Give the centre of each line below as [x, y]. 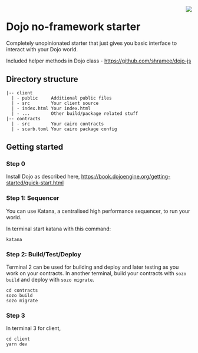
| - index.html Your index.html [51, 108]
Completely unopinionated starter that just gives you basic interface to [92, 43]
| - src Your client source [55, 103]
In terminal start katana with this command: [59, 229]
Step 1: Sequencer [33, 198]
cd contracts [22, 291]
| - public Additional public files [62, 98]
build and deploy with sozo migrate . [50, 280]
